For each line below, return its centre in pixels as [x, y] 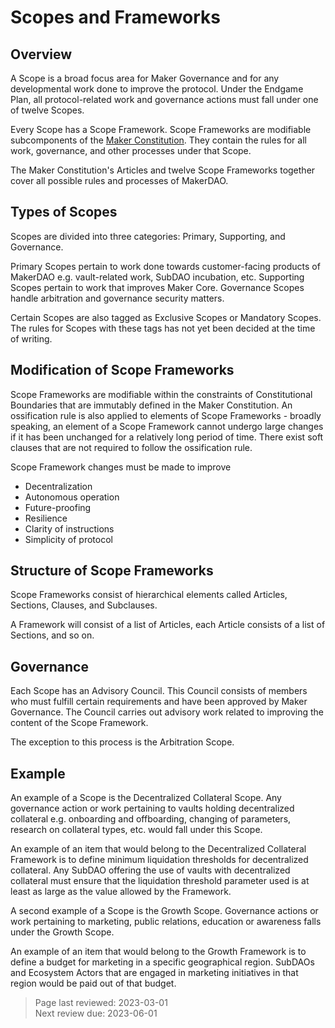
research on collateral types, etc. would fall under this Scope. [136, 830]
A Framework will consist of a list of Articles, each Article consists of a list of [168, 625]
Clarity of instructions [69, 528]
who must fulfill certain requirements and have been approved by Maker [159, 702]
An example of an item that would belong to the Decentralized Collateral [158, 849]
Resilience [46, 518]
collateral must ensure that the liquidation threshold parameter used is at [160, 881]
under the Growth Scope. [62, 932]
